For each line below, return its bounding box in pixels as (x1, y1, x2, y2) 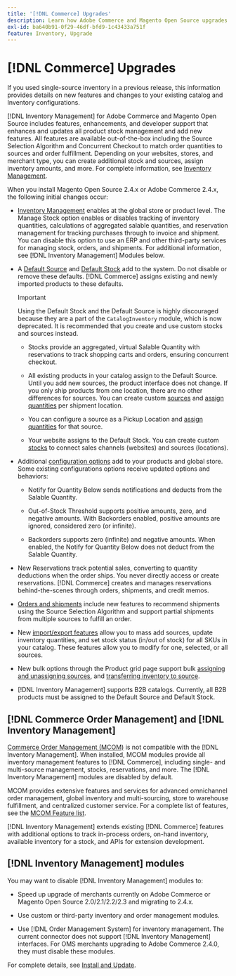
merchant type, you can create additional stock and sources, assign (7, 157, 204, 165)
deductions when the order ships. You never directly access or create (17, 571, 220, 580)
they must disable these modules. (17, 946, 116, 956)
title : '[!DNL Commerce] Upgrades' (7, 10, 112, 18)
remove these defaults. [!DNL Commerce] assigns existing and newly (17, 272, 218, 281)
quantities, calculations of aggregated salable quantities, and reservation (17, 221, 228, 230)
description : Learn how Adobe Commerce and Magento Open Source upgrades (7, 17, 228, 24)
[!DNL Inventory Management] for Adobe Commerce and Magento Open (7, 112, 217, 120)
